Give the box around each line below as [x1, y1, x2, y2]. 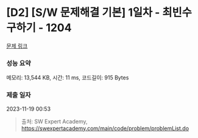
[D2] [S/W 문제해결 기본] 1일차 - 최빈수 [6, 5, 192, 20]
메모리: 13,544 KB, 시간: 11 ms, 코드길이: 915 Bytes [6, 74, 129, 81]
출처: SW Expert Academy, [21, 117, 88, 125]
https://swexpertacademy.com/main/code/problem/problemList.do [21, 125, 189, 132]
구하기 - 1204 [6, 21, 72, 35]
